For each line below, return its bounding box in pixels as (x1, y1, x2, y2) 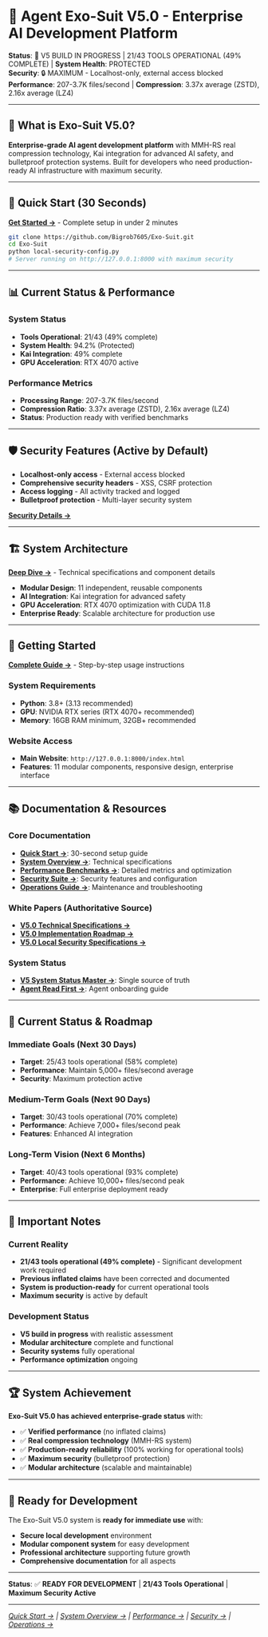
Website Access (8, 735, 73, 746)
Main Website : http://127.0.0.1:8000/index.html (19, 753, 185, 763)
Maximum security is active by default (19, 1291, 148, 1300)
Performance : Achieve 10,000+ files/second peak (19, 1176, 185, 1185)
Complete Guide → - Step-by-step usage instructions (8, 660, 185, 670)
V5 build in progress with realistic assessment (19, 1329, 174, 1339)
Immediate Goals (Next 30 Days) (8, 1039, 137, 1050)
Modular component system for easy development (19, 1539, 190, 1549)
